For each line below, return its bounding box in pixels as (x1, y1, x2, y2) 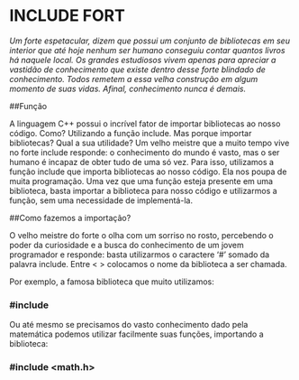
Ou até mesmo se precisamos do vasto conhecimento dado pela (9, 320, 249, 330)
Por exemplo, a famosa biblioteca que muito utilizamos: (9, 276, 214, 287)
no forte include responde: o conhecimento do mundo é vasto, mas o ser (9, 146, 280, 158)
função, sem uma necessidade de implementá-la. (9, 195, 194, 206)
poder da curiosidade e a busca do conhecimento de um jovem (9, 239, 245, 250)
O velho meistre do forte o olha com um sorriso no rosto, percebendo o (9, 229, 274, 240)
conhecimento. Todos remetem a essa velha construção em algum (9, 73, 258, 84)
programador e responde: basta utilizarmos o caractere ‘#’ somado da (9, 249, 270, 260)
